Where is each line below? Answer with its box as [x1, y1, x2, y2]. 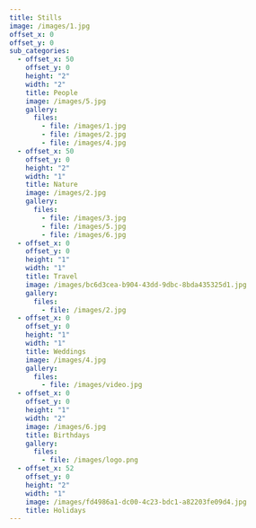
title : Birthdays [25, 430, 91, 440]
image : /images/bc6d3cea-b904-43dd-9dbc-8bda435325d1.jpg [25, 280, 247, 289]
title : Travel [25, 272, 78, 281]
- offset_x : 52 [17, 464, 75, 473]
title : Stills [9, 13, 63, 22]
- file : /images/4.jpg [41, 138, 127, 147]
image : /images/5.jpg [25, 96, 106, 106]
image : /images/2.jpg [25, 189, 106, 198]
